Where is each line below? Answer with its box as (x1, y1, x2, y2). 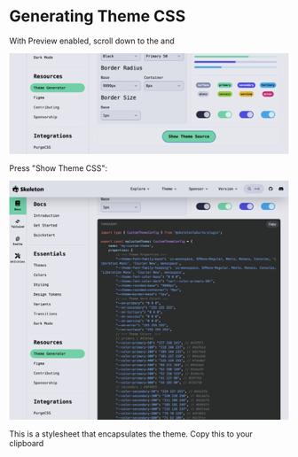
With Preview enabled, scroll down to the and (9, 35, 175, 46)
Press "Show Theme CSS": (9, 162, 108, 174)
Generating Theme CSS (9, 6, 186, 27)
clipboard (9, 438, 44, 449)
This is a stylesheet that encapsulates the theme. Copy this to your (9, 429, 253, 439)
